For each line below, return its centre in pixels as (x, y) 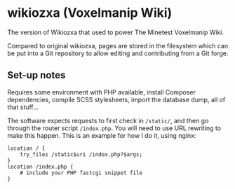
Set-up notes (36, 75)
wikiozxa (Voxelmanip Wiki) (90, 13)
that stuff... (23, 107)
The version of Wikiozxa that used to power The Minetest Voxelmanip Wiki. (116, 32)
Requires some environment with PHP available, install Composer (102, 92)
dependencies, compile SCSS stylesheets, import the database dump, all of (116, 99)
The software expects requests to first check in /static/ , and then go (108, 120)
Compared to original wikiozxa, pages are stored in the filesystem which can (118, 45)
